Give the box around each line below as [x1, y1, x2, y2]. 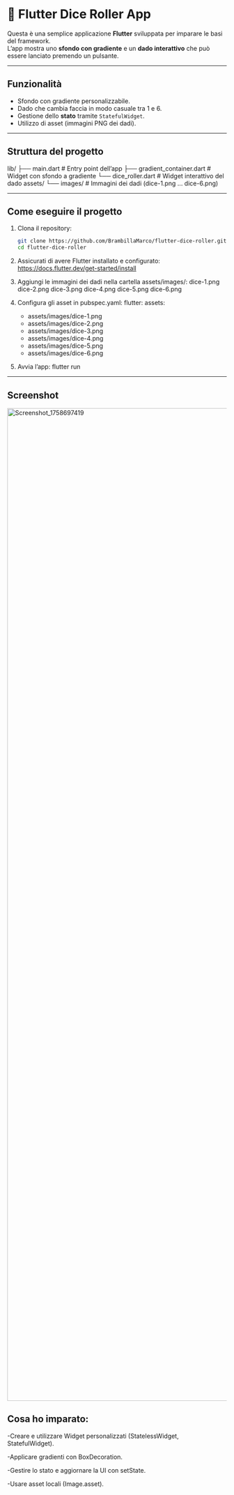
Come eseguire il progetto [7, 206, 123, 217]
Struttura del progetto [7, 146, 104, 157]
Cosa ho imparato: [7, 1413, 89, 1425]
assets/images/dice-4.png [27, 334, 104, 343]
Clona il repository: [17, 224, 72, 233]
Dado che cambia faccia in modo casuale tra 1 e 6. [17, 104, 162, 112]
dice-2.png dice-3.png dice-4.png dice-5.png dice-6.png [17, 285, 182, 293]
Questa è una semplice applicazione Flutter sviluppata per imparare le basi [7, 29, 223, 38]
